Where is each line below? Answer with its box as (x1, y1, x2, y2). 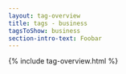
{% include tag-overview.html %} (8, 56, 119, 66)
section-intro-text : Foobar (8, 34, 103, 43)
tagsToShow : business (8, 27, 81, 35)
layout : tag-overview (8, 11, 81, 20)
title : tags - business (8, 19, 88, 27)
